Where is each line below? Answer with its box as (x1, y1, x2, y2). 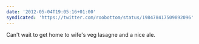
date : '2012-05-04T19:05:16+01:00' (6, 8, 96, 15)
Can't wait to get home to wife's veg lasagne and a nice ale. (6, 31, 156, 38)
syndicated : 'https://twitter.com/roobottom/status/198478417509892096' (6, 14, 194, 20)
